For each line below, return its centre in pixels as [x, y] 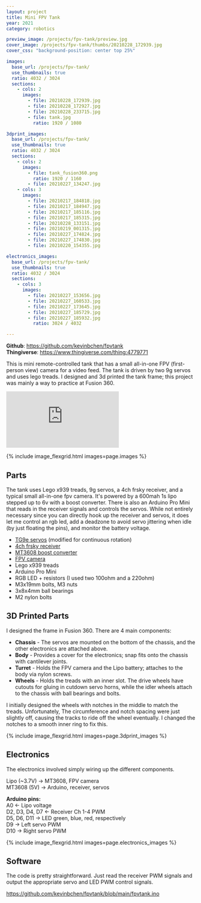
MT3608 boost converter [46, 552]
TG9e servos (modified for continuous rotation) [73, 539]
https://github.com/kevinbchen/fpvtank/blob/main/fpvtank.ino [83, 894]
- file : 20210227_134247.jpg [64, 184]
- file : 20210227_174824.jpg [64, 234]
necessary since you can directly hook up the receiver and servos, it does [97, 515]
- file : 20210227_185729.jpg [64, 312]
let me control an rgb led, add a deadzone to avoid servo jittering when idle [99, 521]
